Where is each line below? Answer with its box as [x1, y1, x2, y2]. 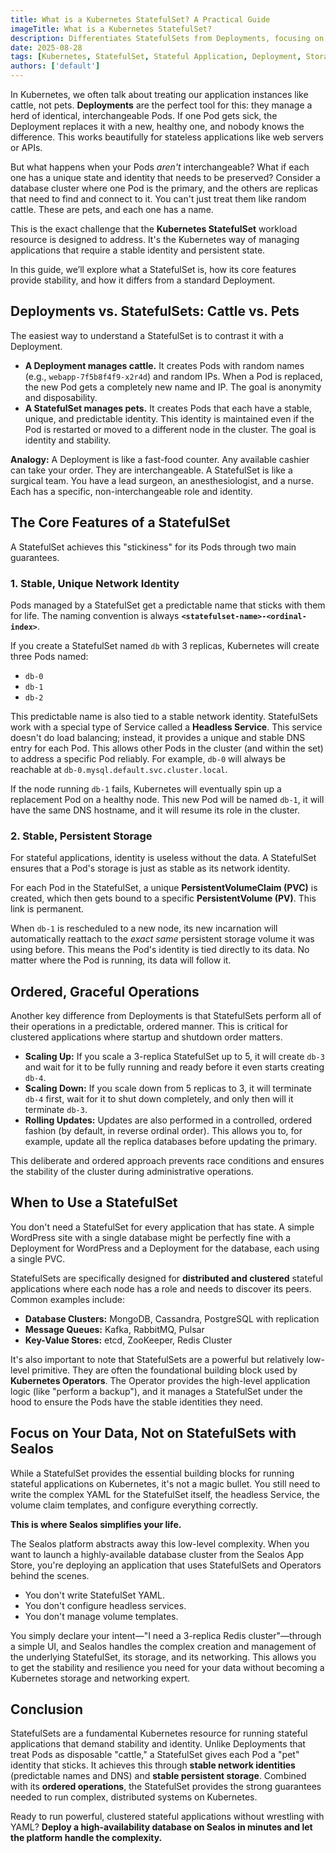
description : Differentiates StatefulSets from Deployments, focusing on [10, 33, 325, 43]
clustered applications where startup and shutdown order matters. [10, 1031, 283, 1043]
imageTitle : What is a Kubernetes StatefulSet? [10, 24, 213, 34]
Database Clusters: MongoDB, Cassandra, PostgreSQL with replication [24, 1312, 320, 1325]
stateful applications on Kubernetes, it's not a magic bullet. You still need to [10, 1477, 321, 1490]
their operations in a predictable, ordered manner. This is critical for [10, 1021, 288, 1033]
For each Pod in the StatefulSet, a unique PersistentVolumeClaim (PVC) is [10, 882, 318, 894]
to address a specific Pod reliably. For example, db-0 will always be [10, 752, 286, 765]
